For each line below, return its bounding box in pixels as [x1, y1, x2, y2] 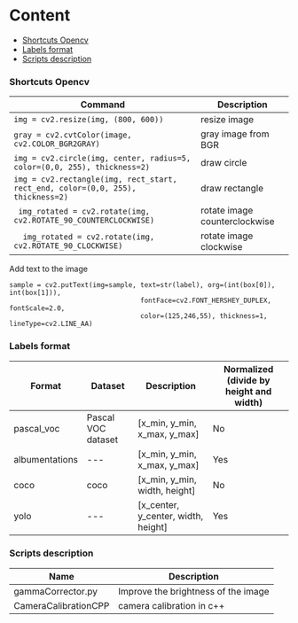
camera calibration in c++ [118, 599, 225, 611]
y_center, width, [137, 510, 204, 522]
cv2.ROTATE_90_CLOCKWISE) [13, 241, 123, 251]
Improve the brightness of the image [118, 585, 270, 597]
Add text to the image [9, 263, 89, 275]
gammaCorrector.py [13, 585, 98, 597]
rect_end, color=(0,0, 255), [13, 183, 137, 193]
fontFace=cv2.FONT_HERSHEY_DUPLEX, [140, 296, 272, 306]
